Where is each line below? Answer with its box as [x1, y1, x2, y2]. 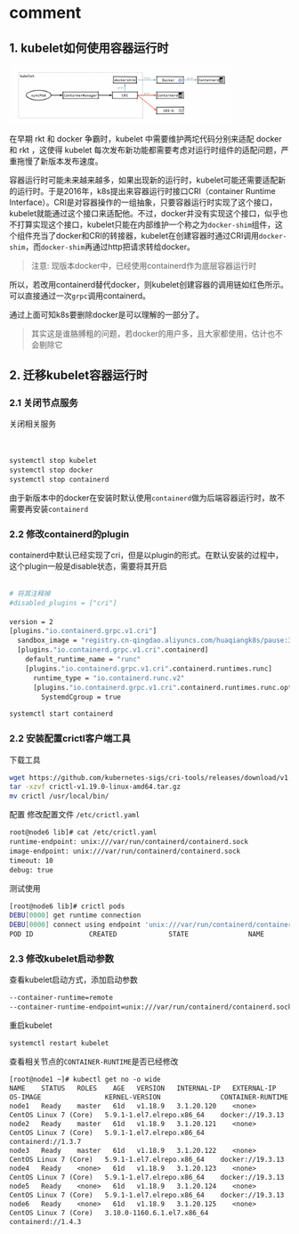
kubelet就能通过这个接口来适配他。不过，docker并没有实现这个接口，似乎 [9, 207, 280, 218]
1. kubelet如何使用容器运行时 [9, 40, 169, 55]
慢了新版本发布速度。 [24, 155, 103, 166]
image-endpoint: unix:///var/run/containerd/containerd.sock [9, 847, 241, 856]
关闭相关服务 [9, 418, 56, 429]
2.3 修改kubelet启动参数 [9, 953, 114, 965]
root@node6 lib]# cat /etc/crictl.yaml [9, 828, 158, 837]
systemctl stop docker [9, 466, 93, 475]
